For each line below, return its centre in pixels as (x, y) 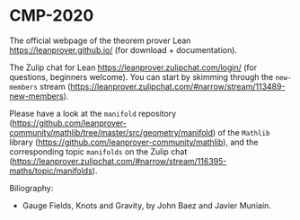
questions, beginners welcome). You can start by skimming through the (141, 76)
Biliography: (31, 188)
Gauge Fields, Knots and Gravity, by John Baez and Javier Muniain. (147, 205)
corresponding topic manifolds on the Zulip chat (98, 151)
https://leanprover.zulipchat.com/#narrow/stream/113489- (178, 86)
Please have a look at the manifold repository (93, 113)
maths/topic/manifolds (51, 171)
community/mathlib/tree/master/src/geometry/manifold (111, 132)
